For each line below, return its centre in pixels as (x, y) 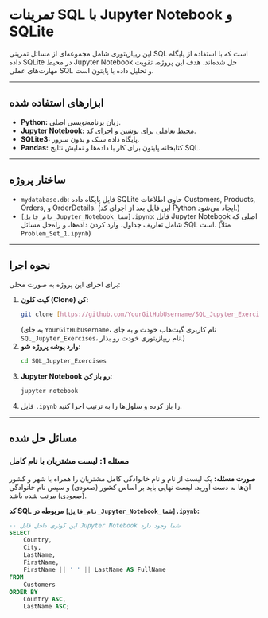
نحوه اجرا (30, 265)
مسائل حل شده (43, 439)
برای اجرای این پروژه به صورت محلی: (65, 285)
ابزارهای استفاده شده (56, 103)
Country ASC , (45, 599)
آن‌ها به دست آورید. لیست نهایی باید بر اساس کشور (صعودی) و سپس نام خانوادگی (130, 487)
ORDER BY (23, 592)
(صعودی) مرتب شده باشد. (48, 496)
